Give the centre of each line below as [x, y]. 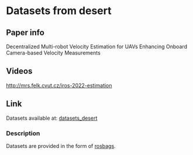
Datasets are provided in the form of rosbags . [61, 146]
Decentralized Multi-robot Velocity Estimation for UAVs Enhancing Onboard [97, 46]
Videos [19, 71]
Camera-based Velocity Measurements [53, 53]
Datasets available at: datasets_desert [52, 118]
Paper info [25, 33]
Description [23, 133]
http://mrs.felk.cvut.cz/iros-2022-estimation [59, 85]
